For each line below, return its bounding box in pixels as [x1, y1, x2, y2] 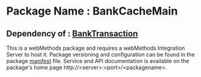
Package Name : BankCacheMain [6, 4, 178, 18]
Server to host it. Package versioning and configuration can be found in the [6, 51, 195, 58]
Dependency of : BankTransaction [6, 28, 138, 39]
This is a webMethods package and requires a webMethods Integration [6, 44, 185, 52]
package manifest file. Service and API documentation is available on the [6, 58, 189, 64]
